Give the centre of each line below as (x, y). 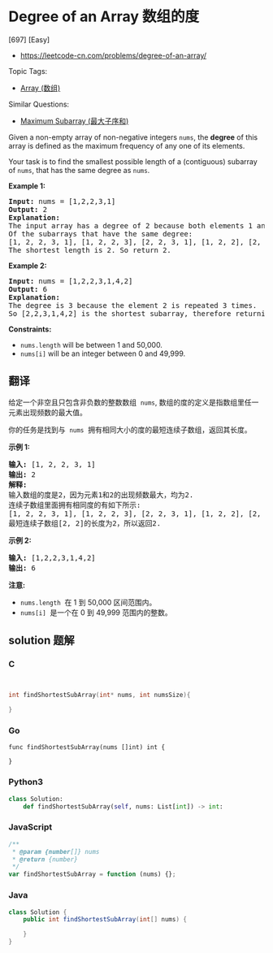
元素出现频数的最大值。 (48, 412)
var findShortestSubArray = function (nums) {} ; (92, 874)
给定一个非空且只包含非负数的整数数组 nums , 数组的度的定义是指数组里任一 (134, 402)
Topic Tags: (28, 71)
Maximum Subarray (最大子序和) (74, 121)
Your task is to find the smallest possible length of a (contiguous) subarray (133, 161)
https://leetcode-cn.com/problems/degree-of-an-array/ (113, 55)
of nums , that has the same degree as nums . (79, 170)
